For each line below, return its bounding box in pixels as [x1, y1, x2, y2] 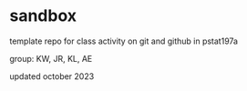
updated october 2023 [9, 70, 95, 82]
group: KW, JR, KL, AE [9, 53, 93, 64]
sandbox [9, 5, 77, 26]
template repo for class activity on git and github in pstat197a [9, 35, 239, 46]
